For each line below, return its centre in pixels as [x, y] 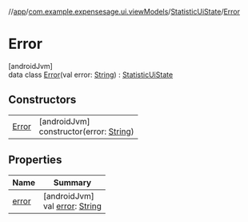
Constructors [42, 100]
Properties [35, 160]
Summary [72, 182]
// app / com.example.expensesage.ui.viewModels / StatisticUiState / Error [124, 12]
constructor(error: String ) [86, 131]
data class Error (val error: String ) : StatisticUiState [91, 75]
